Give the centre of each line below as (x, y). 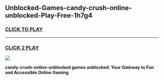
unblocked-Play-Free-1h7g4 (49, 16)
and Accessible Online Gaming (37, 72)
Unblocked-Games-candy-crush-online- (69, 8)
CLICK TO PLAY (24, 30)
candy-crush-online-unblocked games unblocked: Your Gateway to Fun (80, 67)
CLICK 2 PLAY (22, 48)
